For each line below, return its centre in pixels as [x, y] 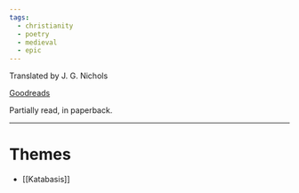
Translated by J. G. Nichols [59, 76]
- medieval [37, 42]
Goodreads [30, 93]
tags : [19, 17]
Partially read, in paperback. [61, 110]
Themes [40, 154]
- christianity [45, 26]
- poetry [33, 34]
